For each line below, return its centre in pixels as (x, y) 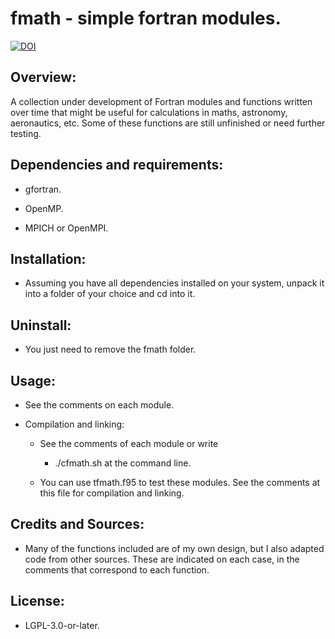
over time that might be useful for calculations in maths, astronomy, (149, 112)
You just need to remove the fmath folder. (110, 349)
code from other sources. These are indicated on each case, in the (162, 559)
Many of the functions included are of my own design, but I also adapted (174, 548)
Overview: (43, 77)
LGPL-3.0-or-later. (62, 625)
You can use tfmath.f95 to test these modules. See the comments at (180, 482)
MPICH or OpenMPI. (66, 228)
